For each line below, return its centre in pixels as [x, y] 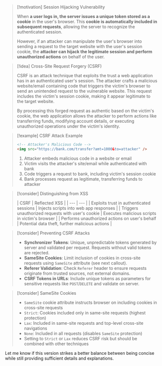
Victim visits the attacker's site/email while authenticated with [86, 163]
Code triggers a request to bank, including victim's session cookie [90, 174]
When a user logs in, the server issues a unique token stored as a [83, 16]
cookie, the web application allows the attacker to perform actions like [87, 116]
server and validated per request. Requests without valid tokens [88, 248]
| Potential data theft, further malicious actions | [64, 223]
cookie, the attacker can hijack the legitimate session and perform [84, 51]
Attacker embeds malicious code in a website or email [78, 158]
